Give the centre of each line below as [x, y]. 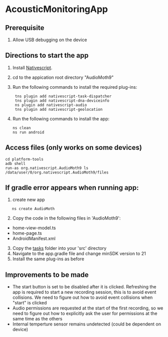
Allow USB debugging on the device [50, 40]
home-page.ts [27, 233]
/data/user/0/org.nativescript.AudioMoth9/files [57, 172]
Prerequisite [25, 28]
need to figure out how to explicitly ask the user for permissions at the [85, 313]
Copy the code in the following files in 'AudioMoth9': [67, 218]
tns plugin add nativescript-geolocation [59, 109]
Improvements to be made [47, 275]
